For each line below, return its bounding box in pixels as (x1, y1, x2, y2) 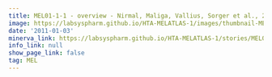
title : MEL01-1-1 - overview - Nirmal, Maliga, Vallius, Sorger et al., (8, 11, 259, 20)
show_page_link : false (8, 49, 85, 57)
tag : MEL (8, 57, 38, 65)
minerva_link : (8, 34, 57, 43)
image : (8, 19, 31, 27)
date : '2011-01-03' (8, 26, 74, 34)
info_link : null (8, 42, 63, 50)
